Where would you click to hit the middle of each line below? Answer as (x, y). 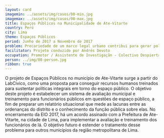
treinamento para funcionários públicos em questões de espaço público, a (80, 99)
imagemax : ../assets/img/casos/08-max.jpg (49, 19)
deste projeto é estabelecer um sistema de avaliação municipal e (70, 94)
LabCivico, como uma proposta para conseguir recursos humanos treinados (82, 83)
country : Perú (20, 28)
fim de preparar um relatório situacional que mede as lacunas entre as (76, 104)
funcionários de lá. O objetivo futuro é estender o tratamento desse (73, 125)
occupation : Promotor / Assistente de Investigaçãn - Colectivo (72, 55)
